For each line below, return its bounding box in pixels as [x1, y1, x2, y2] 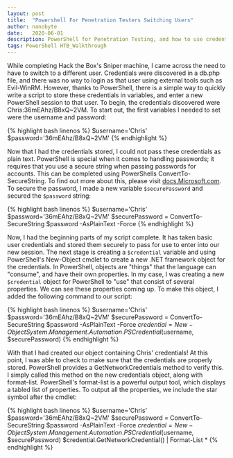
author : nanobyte [7, 23, 58, 30]
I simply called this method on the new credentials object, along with [7, 371, 203, 379]
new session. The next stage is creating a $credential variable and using [7, 248, 216, 256]
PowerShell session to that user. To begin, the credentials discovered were [7, 99, 221, 106]
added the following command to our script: [7, 292, 132, 300]
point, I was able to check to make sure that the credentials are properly [7, 356, 213, 364]
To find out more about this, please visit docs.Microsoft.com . [47, 177, 222, 185]
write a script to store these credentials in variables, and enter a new [7, 91, 203, 99]
